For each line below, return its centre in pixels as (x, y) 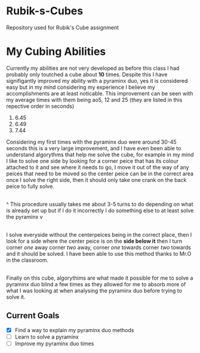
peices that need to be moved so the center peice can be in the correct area (100, 174)
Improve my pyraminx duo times (54, 343)
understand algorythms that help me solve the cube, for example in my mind (100, 154)
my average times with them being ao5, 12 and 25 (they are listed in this (94, 100)
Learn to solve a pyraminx (47, 337)
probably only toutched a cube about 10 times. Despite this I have (87, 74)
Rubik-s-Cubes (45, 11)
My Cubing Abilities (56, 52)
